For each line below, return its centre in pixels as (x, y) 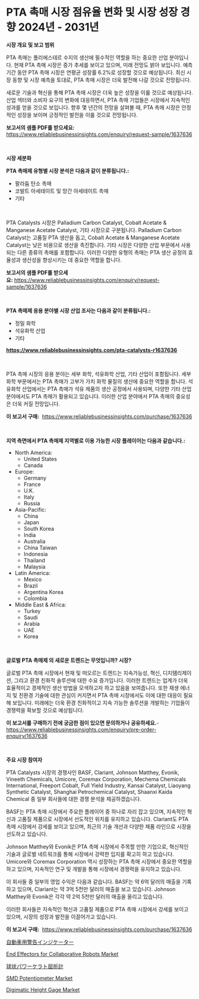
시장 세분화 (19, 158)
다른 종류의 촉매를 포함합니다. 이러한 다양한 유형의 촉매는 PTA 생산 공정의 (102, 252)
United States (40, 459)
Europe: (24, 471)
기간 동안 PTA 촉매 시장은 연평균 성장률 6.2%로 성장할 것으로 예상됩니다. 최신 (96, 72)
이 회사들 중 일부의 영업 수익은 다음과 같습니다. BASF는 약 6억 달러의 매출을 (94, 882)
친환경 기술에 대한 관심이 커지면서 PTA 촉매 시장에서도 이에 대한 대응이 (100, 695)
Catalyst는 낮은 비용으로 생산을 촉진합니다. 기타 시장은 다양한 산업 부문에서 (93, 245)
